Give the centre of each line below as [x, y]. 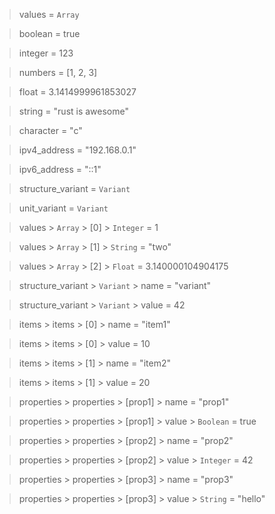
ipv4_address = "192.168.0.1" [77, 150]
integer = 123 [46, 53]
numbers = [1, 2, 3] [58, 72]
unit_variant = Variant [63, 208]
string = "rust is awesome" [74, 111]
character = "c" [50, 130]
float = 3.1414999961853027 [77, 92]
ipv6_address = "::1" [60, 169]
